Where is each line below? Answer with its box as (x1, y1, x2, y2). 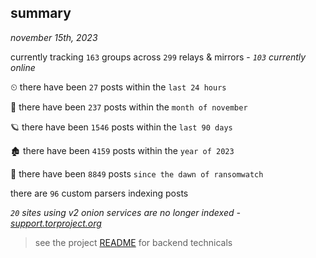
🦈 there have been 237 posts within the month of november (10, 101, 248, 113)
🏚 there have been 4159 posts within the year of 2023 (10, 144, 235, 156)
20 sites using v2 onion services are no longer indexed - (10, 206, 241, 218)
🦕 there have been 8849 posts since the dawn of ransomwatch (10, 167, 264, 180)
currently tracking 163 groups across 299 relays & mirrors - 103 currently (10, 51, 307, 63)
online (10, 61, 36, 73)
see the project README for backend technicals (34, 236, 233, 248)
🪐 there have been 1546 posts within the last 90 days (10, 121, 233, 133)
